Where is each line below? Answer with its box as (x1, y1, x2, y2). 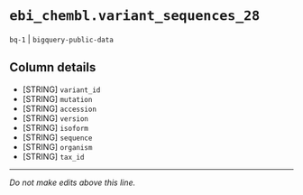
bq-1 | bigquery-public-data (9, 33, 115, 44)
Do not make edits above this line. (9, 177, 136, 188)
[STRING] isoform (22, 122, 88, 133)
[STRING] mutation (22, 93, 93, 104)
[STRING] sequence (22, 132, 93, 143)
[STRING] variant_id (22, 84, 101, 95)
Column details (9, 60, 96, 75)
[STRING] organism (22, 141, 93, 152)
